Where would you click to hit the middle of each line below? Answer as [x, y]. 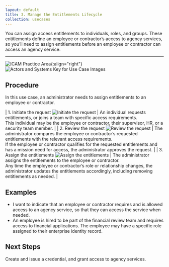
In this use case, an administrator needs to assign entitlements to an [76, 97]
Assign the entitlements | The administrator [77, 155]
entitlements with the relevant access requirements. [59, 139]
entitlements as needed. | [31, 176]
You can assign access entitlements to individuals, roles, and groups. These [84, 34]
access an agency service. [33, 50]
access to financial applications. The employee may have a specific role [87, 226]
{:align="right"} [66, 64]
